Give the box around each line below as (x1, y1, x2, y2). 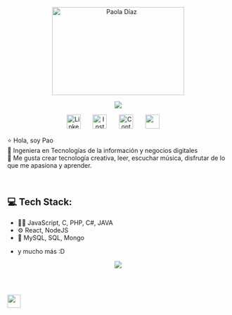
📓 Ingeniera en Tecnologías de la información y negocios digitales (7, 147, 198, 154)
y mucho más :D (17, 247, 65, 255)
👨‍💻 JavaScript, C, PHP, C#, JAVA (17, 218, 114, 227)
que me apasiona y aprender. (7, 161, 92, 169)
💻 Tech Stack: (7, 196, 72, 208)
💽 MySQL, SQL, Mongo (17, 233, 84, 242)
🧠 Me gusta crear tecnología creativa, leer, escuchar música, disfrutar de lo (7, 154, 226, 162)
